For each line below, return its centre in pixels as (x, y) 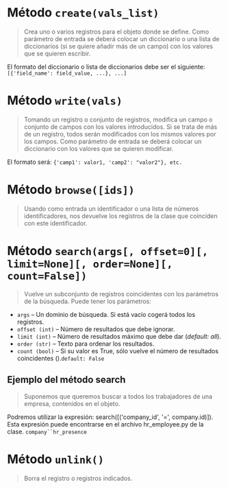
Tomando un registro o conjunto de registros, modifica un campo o (118, 119)
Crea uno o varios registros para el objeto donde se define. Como (116, 32)
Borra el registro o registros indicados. (78, 478)
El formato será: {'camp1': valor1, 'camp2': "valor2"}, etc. (95, 162)
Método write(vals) (65, 100)
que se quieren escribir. (57, 53)
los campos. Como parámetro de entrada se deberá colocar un (113, 141)
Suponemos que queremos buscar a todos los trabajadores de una (118, 396)
